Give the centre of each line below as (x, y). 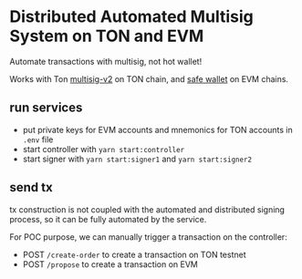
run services (46, 108)
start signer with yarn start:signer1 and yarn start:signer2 (137, 159)
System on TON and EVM (107, 36)
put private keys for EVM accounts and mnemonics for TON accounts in (158, 129)
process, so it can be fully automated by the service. (108, 219)
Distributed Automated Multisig (131, 17)
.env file (38, 139)
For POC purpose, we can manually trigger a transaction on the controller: (148, 237)
